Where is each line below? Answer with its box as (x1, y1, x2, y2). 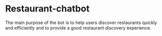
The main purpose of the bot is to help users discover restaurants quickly (5, 19, 157, 25)
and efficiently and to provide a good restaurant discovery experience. (5, 24, 151, 30)
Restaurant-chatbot (5, 3, 90, 14)
